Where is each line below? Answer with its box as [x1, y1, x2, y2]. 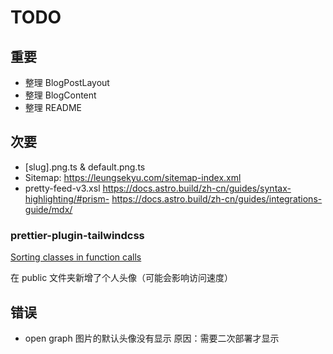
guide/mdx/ [24, 203, 73, 215]
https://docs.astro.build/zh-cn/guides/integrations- [111, 192, 323, 205]
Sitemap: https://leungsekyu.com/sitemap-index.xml [24, 171, 242, 183]
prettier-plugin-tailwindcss [10, 228, 145, 242]
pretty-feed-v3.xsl [24, 182, 101, 194]
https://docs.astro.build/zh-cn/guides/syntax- [102, 182, 292, 194]
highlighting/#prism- [24, 192, 110, 205]
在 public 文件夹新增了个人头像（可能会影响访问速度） [10, 272, 234, 284]
